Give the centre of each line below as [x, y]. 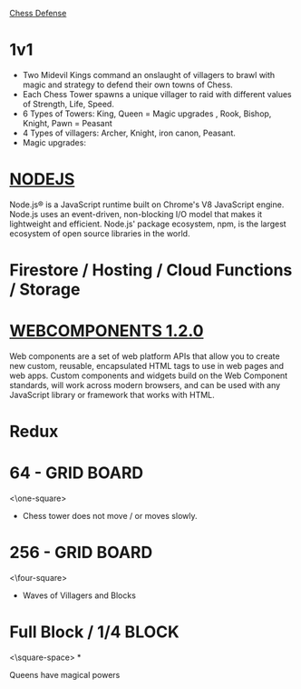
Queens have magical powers [65, 675]
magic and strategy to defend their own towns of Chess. [127, 85]
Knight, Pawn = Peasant [68, 123]
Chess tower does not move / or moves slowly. [110, 516]
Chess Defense [38, 13]
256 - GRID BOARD [81, 553]
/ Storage [45, 290]
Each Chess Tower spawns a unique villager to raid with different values [157, 94]
